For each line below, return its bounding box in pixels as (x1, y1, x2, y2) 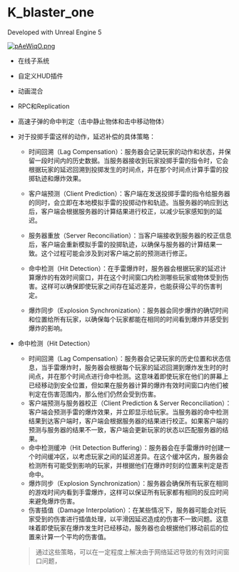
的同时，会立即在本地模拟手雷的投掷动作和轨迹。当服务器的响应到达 (28, 198, 229, 207)
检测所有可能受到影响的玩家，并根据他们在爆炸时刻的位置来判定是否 (28, 461, 229, 469)
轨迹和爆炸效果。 (34, 174, 86, 183)
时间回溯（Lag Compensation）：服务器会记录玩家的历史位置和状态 (28, 354, 225, 362)
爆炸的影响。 (28, 324, 66, 332)
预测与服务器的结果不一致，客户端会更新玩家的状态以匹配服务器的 (28, 425, 223, 434)
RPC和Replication (17, 101, 70, 111)
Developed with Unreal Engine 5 (7, 28, 102, 36)
